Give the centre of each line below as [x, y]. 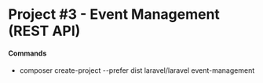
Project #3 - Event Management [114, 14]
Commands [27, 53]
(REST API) [44, 31]
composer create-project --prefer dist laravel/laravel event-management [137, 70]
